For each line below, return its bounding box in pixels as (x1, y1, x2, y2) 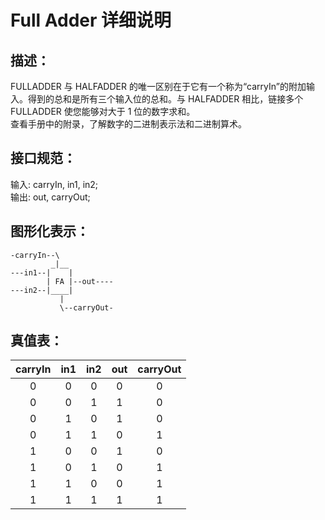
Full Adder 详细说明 (10, 9, 172, 32)
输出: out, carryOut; (10, 191, 91, 203)
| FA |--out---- (46, 276, 114, 286)
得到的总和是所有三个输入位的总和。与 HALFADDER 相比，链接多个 (27, 93, 304, 105)
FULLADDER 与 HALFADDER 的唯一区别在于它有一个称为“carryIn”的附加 (10, 81, 307, 92)
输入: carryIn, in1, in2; (10, 178, 99, 190)
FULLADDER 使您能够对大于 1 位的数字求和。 (10, 106, 196, 117)
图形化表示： (10, 223, 90, 240)
